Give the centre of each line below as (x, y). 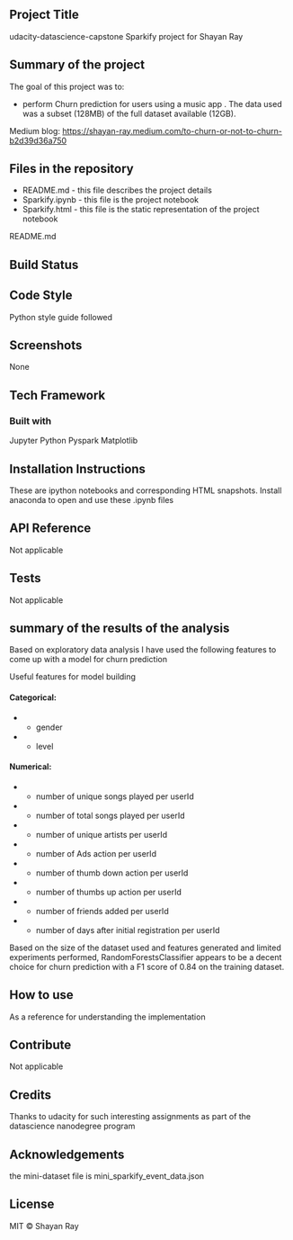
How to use (41, 995)
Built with (31, 420)
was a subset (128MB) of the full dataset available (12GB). (129, 113)
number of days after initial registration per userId (128, 930)
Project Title (44, 15)
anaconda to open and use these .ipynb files (91, 499)
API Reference (50, 529)
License (32, 1204)
